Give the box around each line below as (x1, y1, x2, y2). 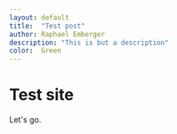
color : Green (9, 46, 62, 55)
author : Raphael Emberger (9, 29, 105, 38)
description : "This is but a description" (9, 38, 169, 47)
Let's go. (9, 114, 42, 125)
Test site (9, 85, 74, 105)
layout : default (9, 13, 69, 22)
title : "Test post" (9, 21, 86, 30)
